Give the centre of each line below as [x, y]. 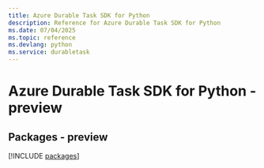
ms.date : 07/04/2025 [42, 30]
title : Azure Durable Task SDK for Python [79, 15]
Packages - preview [58, 137]
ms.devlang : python [40, 45]
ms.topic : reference [42, 37]
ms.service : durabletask [49, 52]
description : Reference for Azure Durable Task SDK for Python [115, 23]
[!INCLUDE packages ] [44, 156]
